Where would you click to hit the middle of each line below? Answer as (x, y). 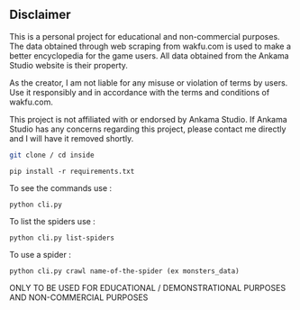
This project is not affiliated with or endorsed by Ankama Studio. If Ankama (149, 119)
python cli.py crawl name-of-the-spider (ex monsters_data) (125, 271)
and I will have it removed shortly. (72, 138)
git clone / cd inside (52, 155)
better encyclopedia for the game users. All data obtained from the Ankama (150, 55)
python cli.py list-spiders (62, 238)
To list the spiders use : (53, 221)
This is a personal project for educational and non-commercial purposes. (145, 36)
